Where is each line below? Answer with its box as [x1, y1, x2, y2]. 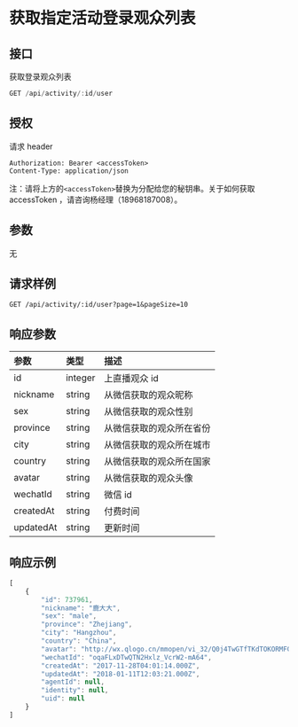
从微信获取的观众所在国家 [104, 456, 211, 468]
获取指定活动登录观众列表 [9, 8, 197, 28]
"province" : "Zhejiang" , [41, 620, 133, 629]
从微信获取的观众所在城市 [104, 439, 211, 451]
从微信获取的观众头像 [104, 472, 193, 484]
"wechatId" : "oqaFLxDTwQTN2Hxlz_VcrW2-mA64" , [41, 653, 213, 661]
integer [66, 371, 96, 384]
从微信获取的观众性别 [104, 405, 193, 418]
